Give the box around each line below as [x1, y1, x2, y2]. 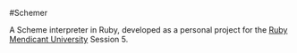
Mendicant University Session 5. [9, 34, 129, 44]
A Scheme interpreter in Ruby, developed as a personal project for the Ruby [9, 25, 288, 34]
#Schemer [9, 8, 47, 18]
